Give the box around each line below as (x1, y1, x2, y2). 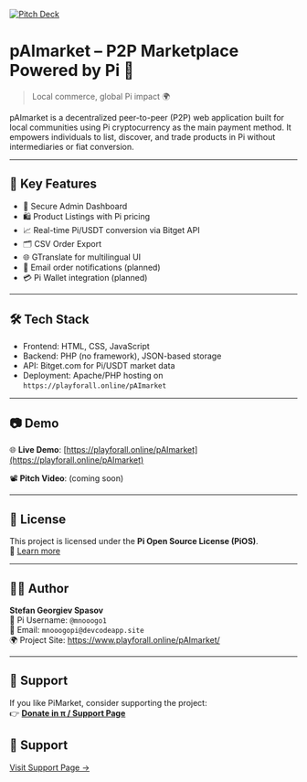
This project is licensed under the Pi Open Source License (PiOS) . (9, 536, 259, 547)
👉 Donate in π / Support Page (9, 707, 126, 718)
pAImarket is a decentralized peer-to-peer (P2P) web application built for (9, 112, 285, 123)
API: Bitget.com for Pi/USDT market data (22, 359, 175, 370)
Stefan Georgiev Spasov (9, 605, 104, 616)
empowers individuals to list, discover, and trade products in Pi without (9, 131, 276, 142)
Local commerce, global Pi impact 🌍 (31, 91, 171, 102)
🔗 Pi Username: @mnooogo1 (9, 615, 107, 626)
